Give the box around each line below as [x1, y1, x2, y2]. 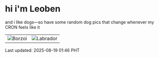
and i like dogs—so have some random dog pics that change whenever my [5, 19, 154, 25]
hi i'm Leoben [5, 3, 61, 14]
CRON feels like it [5, 24, 40, 30]
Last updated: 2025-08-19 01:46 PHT [5, 47, 80, 53]
